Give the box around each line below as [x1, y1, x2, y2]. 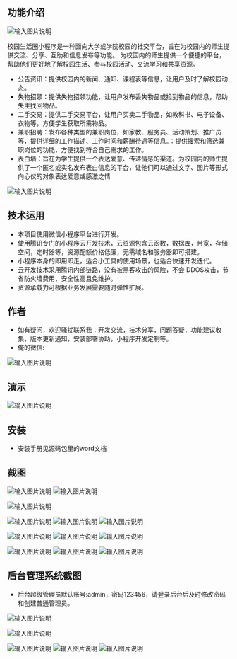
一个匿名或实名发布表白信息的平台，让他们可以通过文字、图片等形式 [30, 163, 228, 171]
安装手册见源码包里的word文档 [17, 445, 107, 453]
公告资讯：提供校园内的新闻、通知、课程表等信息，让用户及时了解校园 [17, 74, 222, 83]
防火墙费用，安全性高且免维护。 [23, 274, 117, 282]
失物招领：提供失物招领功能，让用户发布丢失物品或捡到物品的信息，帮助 [17, 92, 228, 101]
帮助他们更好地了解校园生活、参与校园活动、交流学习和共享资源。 [7, 59, 199, 68]
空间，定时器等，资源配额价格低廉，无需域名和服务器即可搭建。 [17, 247, 203, 256]
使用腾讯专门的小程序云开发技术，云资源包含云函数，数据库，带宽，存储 [17, 239, 228, 247]
